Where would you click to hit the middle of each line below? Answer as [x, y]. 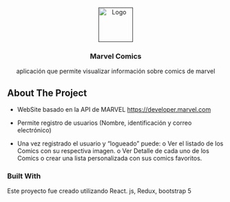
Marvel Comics [116, 56]
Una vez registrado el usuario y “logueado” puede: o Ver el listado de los [120, 143]
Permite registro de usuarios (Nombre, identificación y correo [104, 123]
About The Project [47, 93]
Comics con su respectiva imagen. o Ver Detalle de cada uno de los [113, 151]
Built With [24, 176]
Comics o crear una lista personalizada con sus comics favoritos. [109, 159]
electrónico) [34, 130]
